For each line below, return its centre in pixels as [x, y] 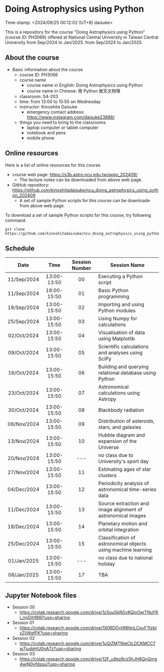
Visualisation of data [122, 333]
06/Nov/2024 [23, 424]
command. [16, 220]
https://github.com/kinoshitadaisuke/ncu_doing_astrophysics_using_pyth [85, 190]
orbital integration [119, 530]
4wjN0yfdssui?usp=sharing [47, 664]
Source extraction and [124, 504]
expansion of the [118, 441]
